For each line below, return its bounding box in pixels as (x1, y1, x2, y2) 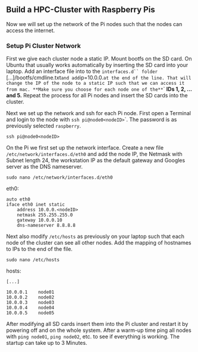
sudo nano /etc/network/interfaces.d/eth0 (6, 175, 113, 180)
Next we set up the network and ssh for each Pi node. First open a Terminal (6, 110, 191, 117)
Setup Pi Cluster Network (6, 42, 81, 50)
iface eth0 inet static (6, 202, 65, 208)
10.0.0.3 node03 (6, 300, 55, 306)
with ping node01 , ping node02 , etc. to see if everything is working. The (6, 333, 180, 340)
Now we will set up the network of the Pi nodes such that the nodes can (6, 20, 183, 27)
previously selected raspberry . (6, 122, 81, 129)
